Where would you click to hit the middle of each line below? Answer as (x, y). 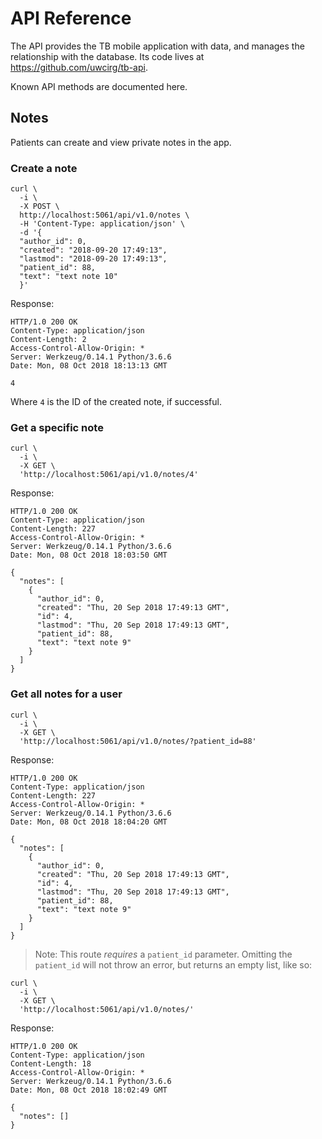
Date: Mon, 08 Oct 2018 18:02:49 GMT (89, 1090)
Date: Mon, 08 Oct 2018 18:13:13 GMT (89, 366)
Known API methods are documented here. (99, 86)
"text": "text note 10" (68, 277)
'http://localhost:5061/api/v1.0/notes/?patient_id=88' (138, 741)
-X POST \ (39, 207)
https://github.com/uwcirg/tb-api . (79, 67)
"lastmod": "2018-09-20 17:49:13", (93, 259)
